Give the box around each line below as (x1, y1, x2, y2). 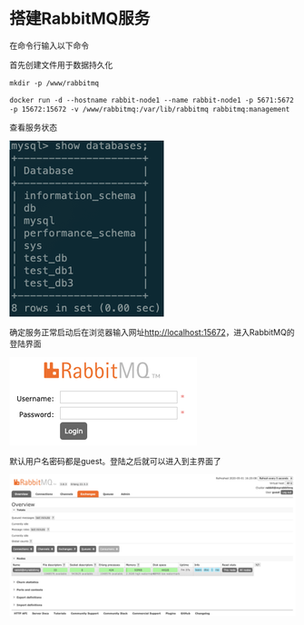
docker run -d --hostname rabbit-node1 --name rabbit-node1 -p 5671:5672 (9, 95, 295, 104)
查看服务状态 (9, 122, 57, 133)
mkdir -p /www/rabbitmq (9, 78, 100, 87)
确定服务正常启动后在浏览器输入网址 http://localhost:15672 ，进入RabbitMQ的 (9, 326, 295, 337)
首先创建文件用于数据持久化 (9, 59, 113, 70)
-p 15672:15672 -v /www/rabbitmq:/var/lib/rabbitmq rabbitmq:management (9, 104, 290, 114)
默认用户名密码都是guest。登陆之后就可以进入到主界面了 (9, 455, 221, 466)
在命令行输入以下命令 (9, 40, 89, 51)
